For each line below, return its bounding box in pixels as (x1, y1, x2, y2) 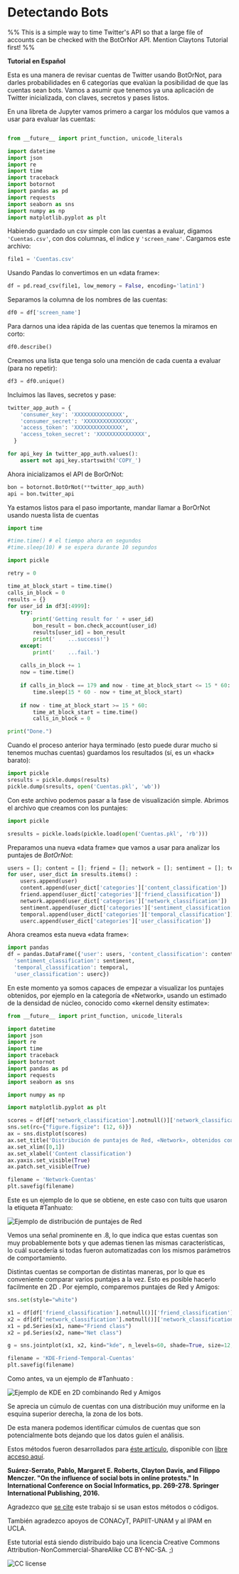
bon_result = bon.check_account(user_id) (33, 622, 158, 629)
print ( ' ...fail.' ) (33, 649, 100, 656)
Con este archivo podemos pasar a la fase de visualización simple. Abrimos (7, 796, 229, 804)
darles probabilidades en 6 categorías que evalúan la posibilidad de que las (7, 78, 229, 86)
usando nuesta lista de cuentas (7, 510, 100, 519)
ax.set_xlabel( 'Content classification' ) (7, 1150, 132, 1157)
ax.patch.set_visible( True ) (7, 1163, 91, 1171)
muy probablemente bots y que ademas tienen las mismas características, (7, 1238, 225, 1248)
